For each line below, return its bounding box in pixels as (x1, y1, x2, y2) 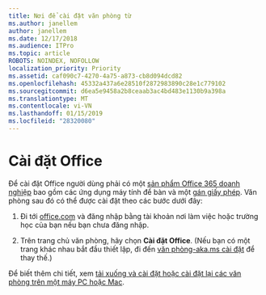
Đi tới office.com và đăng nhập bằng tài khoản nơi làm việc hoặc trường (19, 211, 259, 221)
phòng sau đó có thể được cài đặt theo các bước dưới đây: (8, 196, 203, 205)
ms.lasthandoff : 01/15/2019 (8, 110, 103, 118)
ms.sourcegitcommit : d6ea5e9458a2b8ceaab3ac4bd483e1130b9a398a (8, 86, 226, 95)
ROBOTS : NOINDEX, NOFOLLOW (8, 57, 99, 65)
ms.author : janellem (8, 19, 78, 27)
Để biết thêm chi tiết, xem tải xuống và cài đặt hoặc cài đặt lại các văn (8, 268, 242, 278)
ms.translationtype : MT (8, 95, 89, 103)
